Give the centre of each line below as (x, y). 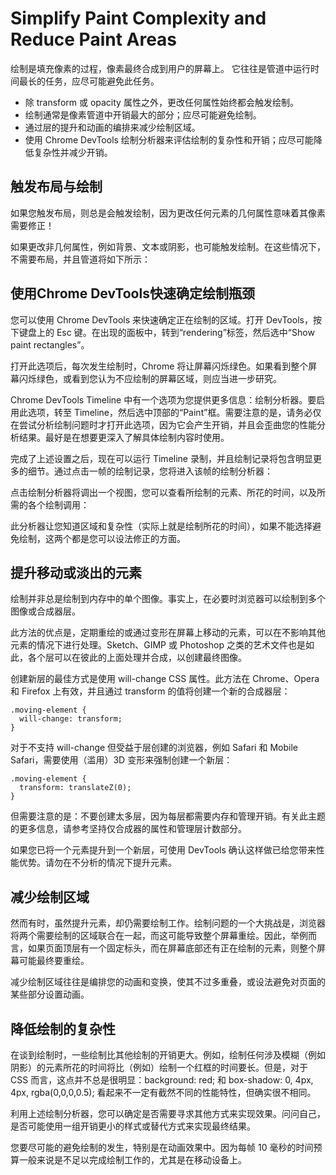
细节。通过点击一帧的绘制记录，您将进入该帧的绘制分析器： (150, 471)
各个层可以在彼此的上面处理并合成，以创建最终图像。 (137, 658)
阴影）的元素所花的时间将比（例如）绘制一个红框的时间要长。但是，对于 (159, 1067)
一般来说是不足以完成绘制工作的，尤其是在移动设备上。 (132, 1160)
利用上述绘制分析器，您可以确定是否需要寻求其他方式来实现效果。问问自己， (168, 1113)
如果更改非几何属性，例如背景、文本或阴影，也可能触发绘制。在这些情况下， (168, 246)
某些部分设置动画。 (50, 994)
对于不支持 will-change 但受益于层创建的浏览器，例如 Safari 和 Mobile (154, 748)
